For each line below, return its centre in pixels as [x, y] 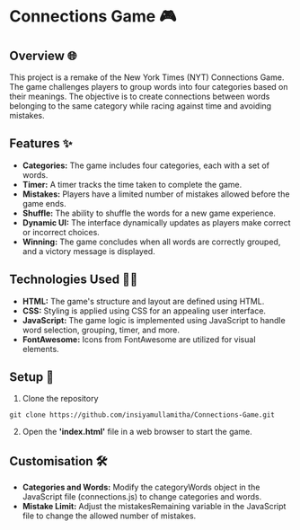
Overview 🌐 [43, 55]
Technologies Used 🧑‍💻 [74, 280]
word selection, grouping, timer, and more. [101, 330]
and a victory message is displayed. [88, 251]
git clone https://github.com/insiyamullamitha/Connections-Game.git [142, 415]
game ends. [44, 203]
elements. [41, 349]
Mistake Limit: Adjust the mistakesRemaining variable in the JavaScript [154, 507]
